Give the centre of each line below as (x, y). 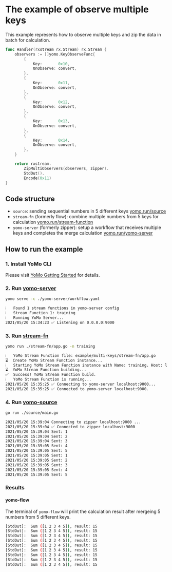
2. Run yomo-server (31, 288)
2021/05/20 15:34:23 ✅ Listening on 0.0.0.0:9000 (60, 322)
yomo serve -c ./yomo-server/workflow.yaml (53, 299)
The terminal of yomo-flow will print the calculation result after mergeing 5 (83, 511)
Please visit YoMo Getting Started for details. (53, 275)
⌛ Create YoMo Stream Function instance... (54, 360)
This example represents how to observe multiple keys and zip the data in (83, 34)
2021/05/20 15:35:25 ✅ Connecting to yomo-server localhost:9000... (81, 384)
